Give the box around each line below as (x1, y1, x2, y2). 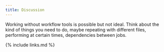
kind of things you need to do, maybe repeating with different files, (5, 26, 146, 33)
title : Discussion (5, 7, 45, 13)
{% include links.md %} (5, 41, 55, 48)
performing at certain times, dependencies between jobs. (5, 32, 127, 38)
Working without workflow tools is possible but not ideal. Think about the (5, 21, 159, 27)
